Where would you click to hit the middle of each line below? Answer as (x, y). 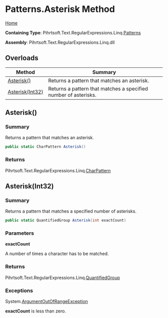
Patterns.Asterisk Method (60, 9)
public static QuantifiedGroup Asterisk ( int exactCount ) (66, 221)
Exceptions (19, 291)
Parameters (19, 233)
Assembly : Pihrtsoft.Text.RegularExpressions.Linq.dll (60, 42)
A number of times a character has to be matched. (57, 254)
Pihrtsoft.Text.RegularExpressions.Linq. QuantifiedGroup (62, 278)
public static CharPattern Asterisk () (45, 147)
